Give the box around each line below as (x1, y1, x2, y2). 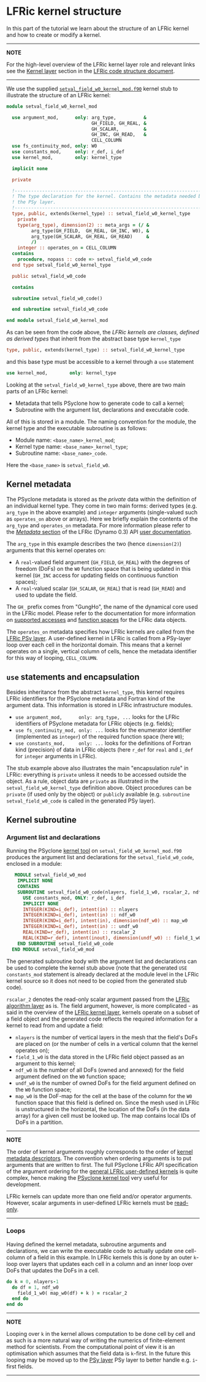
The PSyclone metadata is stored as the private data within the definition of (6, 495, 197, 503)
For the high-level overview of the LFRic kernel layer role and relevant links (6, 60, 195, 68)
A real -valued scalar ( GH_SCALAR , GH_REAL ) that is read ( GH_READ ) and (15, 584, 186, 592)
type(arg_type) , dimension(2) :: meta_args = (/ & (17, 222, 150, 228)
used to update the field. (15, 591, 78, 599)
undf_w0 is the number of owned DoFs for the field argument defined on (15, 1079, 196, 1086)
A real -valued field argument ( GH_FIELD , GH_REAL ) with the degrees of (15, 558, 190, 566)
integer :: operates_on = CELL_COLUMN (17, 245, 116, 251)
